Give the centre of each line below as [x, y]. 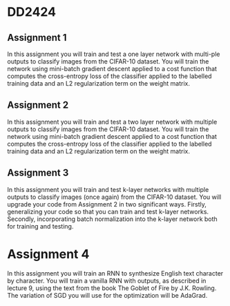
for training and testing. [40, 226]
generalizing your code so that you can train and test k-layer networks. [108, 211]
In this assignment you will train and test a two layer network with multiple [112, 122]
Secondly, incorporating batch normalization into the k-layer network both [112, 219]
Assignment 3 [38, 173]
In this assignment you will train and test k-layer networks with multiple [108, 189]
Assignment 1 [37, 38]
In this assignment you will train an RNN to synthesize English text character [115, 273]
